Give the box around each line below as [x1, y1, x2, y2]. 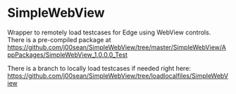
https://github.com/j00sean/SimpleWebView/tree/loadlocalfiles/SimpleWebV [7, 72, 229, 80]
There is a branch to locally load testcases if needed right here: [7, 64, 192, 72]
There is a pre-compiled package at [7, 35, 111, 43]
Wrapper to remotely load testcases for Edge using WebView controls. [7, 28, 211, 36]
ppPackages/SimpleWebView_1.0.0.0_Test [7, 51, 128, 59]
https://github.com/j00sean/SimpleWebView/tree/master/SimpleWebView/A [7, 43, 227, 51]
